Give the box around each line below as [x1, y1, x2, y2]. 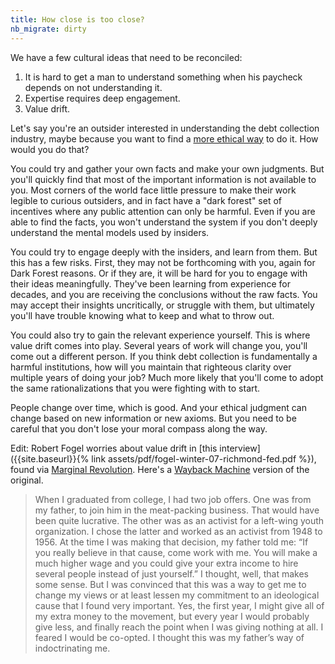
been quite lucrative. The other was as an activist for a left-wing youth [34, 514, 325, 526]
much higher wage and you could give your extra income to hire [34, 557, 299, 569]
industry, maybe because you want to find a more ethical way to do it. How [10, 132, 319, 145]
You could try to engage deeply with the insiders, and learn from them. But [10, 246, 318, 258]
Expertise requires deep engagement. [24, 92, 181, 104]
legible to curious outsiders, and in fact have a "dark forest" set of [10, 194, 283, 206]
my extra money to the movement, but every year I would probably [34, 610, 310, 622]
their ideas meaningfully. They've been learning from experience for [10, 277, 291, 290]
